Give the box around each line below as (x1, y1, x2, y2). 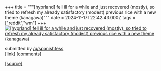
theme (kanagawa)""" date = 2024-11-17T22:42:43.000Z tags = (5, 15, 136, 20)
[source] (5, 61, 23, 66)
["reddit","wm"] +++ (5, 20, 46, 26)
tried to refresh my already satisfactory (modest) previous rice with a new (5, 9, 156, 15)
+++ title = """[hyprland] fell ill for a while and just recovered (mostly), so (5, 4, 155, 10)
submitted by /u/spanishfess (5, 46, 64, 51)
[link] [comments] (5, 51, 42, 57)
